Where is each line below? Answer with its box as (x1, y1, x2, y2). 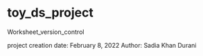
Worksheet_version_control (7, 28, 85, 36)
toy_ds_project (7, 5, 94, 21)
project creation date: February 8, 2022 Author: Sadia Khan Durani (7, 41, 197, 49)
